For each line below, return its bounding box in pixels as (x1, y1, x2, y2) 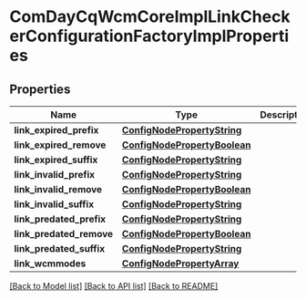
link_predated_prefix (14, 212, 107, 225)
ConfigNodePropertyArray (121, 257, 240, 270)
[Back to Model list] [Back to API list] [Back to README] (9, 281, 219, 291)
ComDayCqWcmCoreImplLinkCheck (9, 6, 291, 27)
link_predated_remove (14, 228, 114, 240)
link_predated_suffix (14, 243, 106, 254)
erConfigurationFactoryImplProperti (9, 26, 290, 47)
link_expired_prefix (14, 124, 99, 136)
